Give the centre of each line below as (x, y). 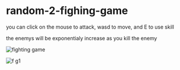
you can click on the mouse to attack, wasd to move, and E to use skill (90, 27)
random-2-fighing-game (67, 11)
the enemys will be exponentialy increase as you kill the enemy (82, 38)
